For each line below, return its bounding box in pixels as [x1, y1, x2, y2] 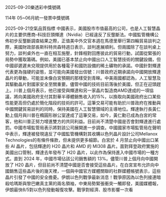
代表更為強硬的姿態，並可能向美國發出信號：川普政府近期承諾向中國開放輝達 [5, 69, 161, 74]
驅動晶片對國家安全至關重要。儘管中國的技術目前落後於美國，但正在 [9, 81, 148, 87]
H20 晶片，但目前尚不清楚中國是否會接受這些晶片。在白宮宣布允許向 [14, 162, 155, 168]
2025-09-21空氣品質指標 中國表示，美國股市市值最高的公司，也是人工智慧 [5, 25, 157, 31]
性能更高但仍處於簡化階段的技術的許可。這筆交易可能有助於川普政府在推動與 [5, 100, 161, 106]
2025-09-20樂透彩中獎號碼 [5, 4, 61, 10]
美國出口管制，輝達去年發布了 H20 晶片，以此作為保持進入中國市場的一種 [5, 149, 155, 155]
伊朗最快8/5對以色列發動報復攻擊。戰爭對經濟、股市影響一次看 [5, 187, 133, 193]
